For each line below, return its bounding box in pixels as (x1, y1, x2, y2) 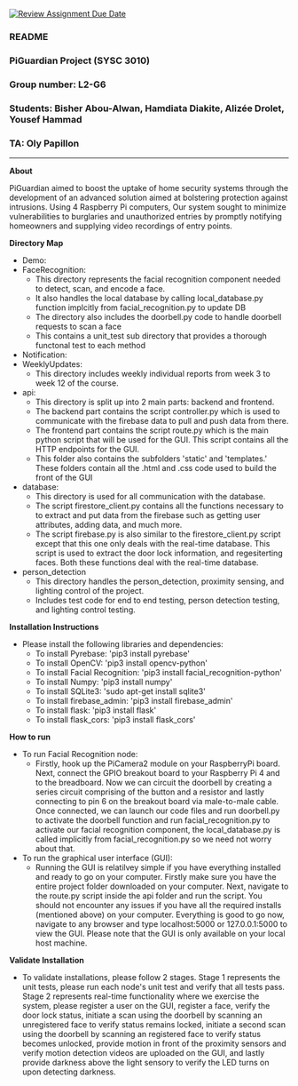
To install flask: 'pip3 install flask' (35, 705, 157, 715)
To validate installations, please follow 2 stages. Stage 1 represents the (21, 971, 281, 982)
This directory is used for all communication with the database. (35, 491, 266, 501)
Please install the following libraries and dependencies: (21, 638, 223, 649)
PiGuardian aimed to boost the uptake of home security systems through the (9, 182, 289, 193)
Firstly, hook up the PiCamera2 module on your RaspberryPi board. (35, 758, 281, 769)
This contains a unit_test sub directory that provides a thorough (35, 330, 268, 341)
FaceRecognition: (21, 264, 87, 275)
